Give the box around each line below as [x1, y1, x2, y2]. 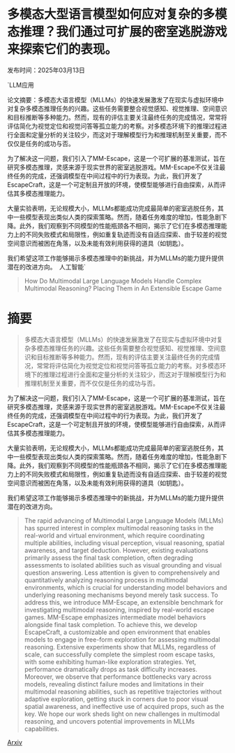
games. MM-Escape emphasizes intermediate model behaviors [24, 613, 206, 621]
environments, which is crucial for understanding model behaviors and [24, 583, 227, 591]
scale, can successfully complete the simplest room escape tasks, [24, 650, 215, 659]
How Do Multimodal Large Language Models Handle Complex [24, 276, 202, 285]
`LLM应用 [7, 80, 34, 89]
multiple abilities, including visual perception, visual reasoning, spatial [24, 538, 225, 547]
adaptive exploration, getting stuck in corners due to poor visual [24, 694, 209, 703]
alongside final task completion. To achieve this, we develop [24, 620, 197, 628]
